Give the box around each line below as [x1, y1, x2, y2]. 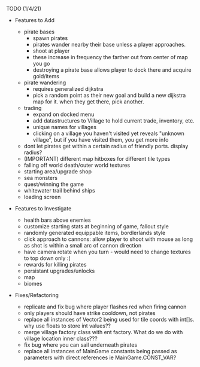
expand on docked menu [32, 111, 95, 118]
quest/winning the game [23, 181, 84, 188]
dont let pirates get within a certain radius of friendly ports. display [23, 143, 189, 149]
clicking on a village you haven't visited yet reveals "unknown [32, 130, 184, 137]
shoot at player [32, 47, 70, 54]
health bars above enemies [23, 216, 91, 224]
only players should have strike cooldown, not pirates [23, 310, 156, 316]
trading [23, 105, 42, 111]
